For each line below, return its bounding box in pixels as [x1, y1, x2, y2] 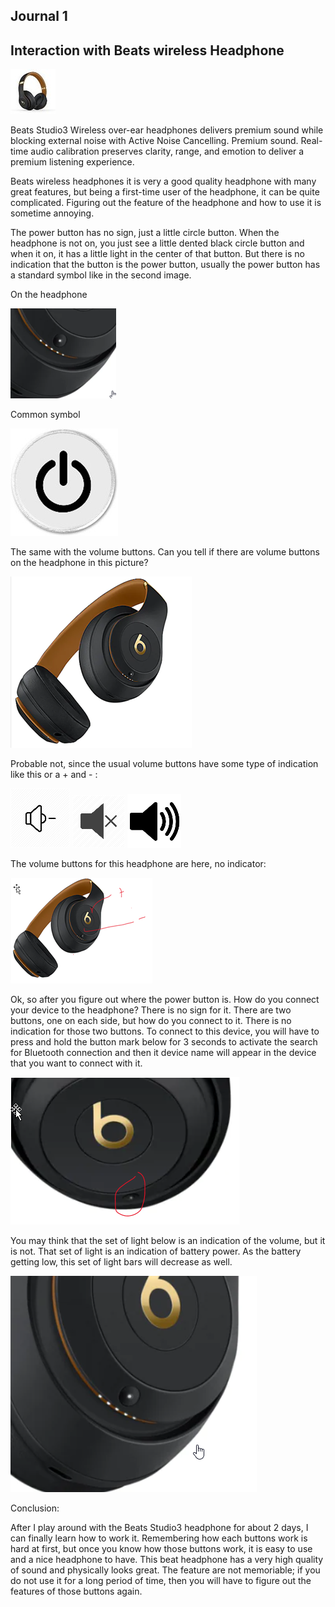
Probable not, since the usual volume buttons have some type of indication [10, 758, 319, 770]
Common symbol [10, 409, 81, 421]
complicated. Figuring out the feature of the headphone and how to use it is [10, 197, 322, 209]
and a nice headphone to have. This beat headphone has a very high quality [10, 1554, 324, 1566]
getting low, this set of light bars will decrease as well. [10, 1256, 233, 1268]
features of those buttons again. [10, 1585, 143, 1598]
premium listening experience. [10, 156, 135, 168]
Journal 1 [10, 8, 68, 25]
